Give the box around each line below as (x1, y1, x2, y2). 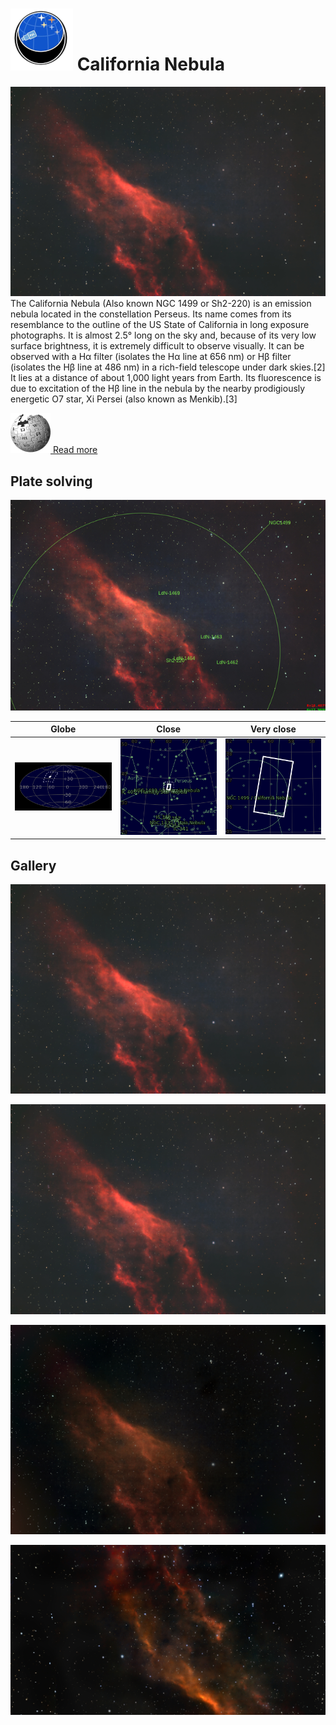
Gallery (10, 857, 57, 874)
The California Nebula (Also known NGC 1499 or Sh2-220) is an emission (10, 298, 312, 310)
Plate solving (10, 473, 93, 490)
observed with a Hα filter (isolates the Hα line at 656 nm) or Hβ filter (10, 351, 292, 363)
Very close (249, 723, 297, 735)
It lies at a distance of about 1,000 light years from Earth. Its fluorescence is (10, 372, 322, 384)
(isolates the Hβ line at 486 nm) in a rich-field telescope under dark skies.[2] (10, 361, 326, 373)
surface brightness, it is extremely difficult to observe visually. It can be (10, 340, 305, 352)
